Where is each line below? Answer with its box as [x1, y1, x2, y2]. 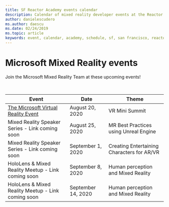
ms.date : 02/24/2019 [5, 26, 49, 31]
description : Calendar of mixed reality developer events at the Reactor [5, 12, 163, 17]
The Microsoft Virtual [8, 104, 58, 111]
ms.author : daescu [5, 21, 44, 27]
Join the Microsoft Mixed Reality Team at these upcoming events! [5, 74, 141, 80]
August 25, [69, 121, 96, 128]
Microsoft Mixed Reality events [5, 57, 138, 68]
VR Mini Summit [108, 107, 146, 114]
